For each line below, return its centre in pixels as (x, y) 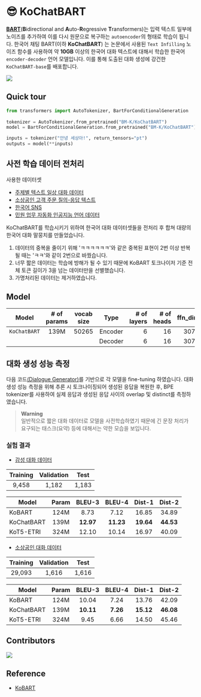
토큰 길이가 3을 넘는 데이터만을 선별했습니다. (73, 270)
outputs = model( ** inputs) (40, 144)
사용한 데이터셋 (24, 179)
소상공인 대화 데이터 (38, 547)
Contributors (31, 641)
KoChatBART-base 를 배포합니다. (42, 66)
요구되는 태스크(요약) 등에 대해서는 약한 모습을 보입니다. (86, 429)
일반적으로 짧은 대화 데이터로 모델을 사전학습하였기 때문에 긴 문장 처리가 (105, 421)
